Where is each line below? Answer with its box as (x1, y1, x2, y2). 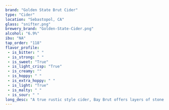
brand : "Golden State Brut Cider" (5, 7, 78, 13)
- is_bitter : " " (7, 50, 44, 55)
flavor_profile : (5, 45, 39, 50)
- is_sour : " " (7, 92, 39, 97)
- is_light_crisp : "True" (7, 64, 62, 69)
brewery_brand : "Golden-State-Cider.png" (5, 26, 94, 31)
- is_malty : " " (7, 87, 42, 93)
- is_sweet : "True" (7, 59, 49, 64)
